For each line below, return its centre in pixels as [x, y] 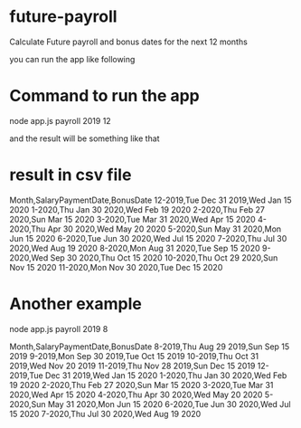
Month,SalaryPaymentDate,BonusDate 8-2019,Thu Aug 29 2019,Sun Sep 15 [150, 347]
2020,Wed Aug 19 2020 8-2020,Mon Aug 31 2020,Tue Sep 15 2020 [135, 248]
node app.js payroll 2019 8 [59, 328]
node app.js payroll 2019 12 [60, 120]
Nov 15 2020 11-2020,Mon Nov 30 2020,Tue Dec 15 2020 [116, 267]
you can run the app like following [72, 59]
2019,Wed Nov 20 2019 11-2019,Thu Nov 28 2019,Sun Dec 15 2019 [132, 366]
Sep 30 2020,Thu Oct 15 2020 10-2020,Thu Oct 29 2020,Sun [164, 257]
